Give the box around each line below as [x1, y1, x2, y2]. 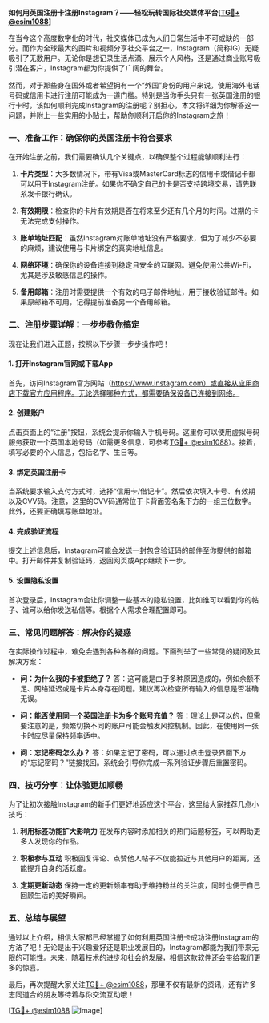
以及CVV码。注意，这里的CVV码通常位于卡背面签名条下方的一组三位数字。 [8, 497, 256, 506]
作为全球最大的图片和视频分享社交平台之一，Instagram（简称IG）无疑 [29, 43, 259, 53]
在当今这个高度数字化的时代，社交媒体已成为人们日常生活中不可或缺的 [8, 34, 240, 42]
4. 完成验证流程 [8, 526, 59, 536]
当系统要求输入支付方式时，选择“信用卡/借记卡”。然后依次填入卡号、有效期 [8, 486, 256, 496]
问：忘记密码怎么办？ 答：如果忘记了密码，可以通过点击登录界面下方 [19, 747, 247, 757]
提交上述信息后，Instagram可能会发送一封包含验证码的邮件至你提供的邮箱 [8, 546, 252, 555]
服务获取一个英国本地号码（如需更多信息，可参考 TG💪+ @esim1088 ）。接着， [8, 437, 260, 447]
